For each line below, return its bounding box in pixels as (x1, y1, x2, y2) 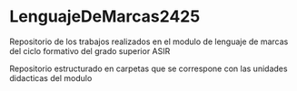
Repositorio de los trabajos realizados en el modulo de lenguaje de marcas (9, 36, 289, 47)
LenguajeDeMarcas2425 (9, 6, 201, 27)
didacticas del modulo (9, 72, 93, 83)
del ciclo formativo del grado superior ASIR (9, 45, 171, 56)
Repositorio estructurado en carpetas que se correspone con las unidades (9, 63, 288, 74)
